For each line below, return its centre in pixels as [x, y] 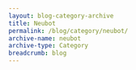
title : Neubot [32, 23]
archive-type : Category [49, 46]
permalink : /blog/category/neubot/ [68, 31]
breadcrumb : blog [38, 53]
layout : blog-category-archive [61, 16]
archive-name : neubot [45, 38]
